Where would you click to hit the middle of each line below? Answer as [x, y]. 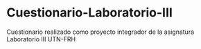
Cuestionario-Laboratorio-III [89, 13]
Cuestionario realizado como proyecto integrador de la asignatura [101, 32]
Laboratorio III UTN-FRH [41, 39]
